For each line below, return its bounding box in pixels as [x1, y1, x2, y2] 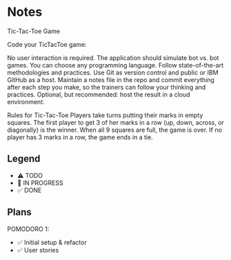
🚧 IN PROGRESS [17, 179, 63, 187]
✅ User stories [17, 246, 59, 254]
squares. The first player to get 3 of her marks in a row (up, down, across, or [7, 118, 224, 126]
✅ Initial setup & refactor [17, 238, 88, 246]
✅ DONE [17, 186, 42, 194]
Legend [7, 153, 41, 165]
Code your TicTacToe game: [7, 40, 88, 48]
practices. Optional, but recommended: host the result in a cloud [7, 90, 191, 99]
